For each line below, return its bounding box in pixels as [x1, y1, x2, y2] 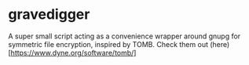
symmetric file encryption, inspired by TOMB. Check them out [8, 39, 208, 49]
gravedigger [8, 5, 90, 23]
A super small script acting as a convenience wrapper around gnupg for [8, 31, 241, 41]
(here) [209, 39, 230, 49]
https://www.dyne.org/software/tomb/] [10, 48, 137, 57]
